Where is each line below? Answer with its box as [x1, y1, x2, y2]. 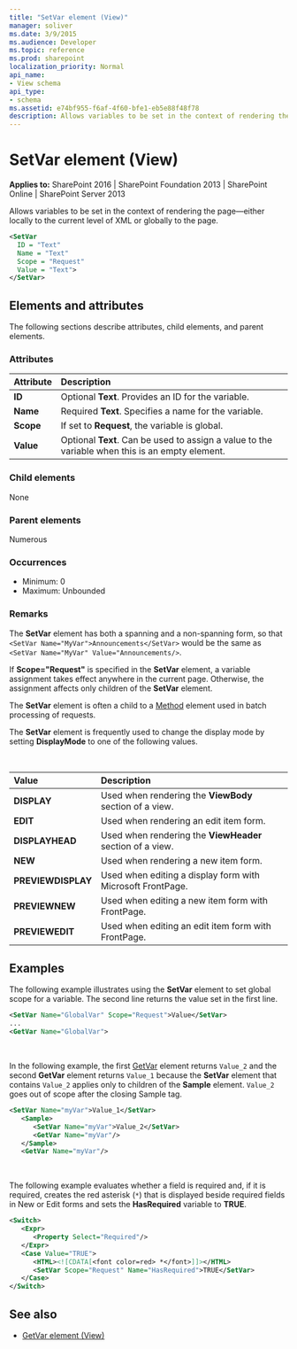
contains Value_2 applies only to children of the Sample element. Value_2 [9, 1080, 275, 1090]
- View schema [9, 79, 62, 88]
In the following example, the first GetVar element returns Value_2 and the [9, 1060, 277, 1072]
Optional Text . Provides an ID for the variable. [60, 391, 250, 403]
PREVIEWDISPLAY [13, 874, 93, 887]
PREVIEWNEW [13, 900, 76, 912]
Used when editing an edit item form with [100, 919, 271, 932]
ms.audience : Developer [9, 37, 97, 47]
